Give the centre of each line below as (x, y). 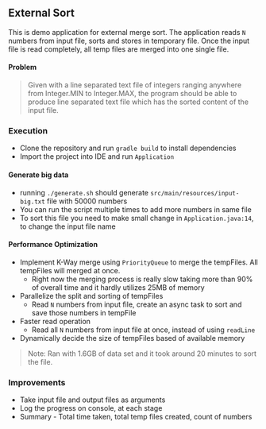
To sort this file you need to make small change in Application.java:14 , (137, 218)
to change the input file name (68, 226)
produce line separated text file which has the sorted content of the (138, 102)
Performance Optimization (53, 245)
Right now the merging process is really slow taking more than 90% (142, 279)
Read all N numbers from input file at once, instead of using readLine (143, 330)
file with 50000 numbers (87, 201)
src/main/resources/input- (195, 193)
